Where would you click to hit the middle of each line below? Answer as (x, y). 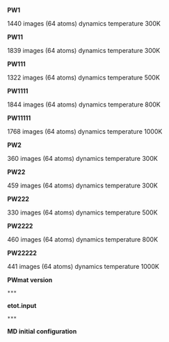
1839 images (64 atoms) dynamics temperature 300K (84, 50)
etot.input (22, 305)
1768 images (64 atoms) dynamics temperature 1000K (85, 131)
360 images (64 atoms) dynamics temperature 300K (82, 158)
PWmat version (30, 280)
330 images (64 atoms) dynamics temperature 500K (82, 212)
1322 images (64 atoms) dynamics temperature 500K (83, 77)
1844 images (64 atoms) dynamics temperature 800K (84, 104)
